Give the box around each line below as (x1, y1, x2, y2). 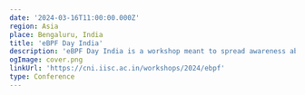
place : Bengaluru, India (9, 30, 103, 39)
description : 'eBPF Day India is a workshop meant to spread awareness (9, 47, 286, 56)
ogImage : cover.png (9, 55, 84, 64)
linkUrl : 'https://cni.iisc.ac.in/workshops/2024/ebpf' (9, 64, 225, 73)
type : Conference (9, 72, 75, 81)
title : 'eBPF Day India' (9, 38, 103, 48)
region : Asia (9, 22, 59, 31)
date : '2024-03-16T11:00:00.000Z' (9, 13, 141, 23)
